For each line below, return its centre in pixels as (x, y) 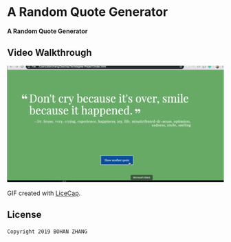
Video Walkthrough (49, 53)
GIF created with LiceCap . (44, 193)
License (24, 215)
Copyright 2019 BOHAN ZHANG (47, 232)
